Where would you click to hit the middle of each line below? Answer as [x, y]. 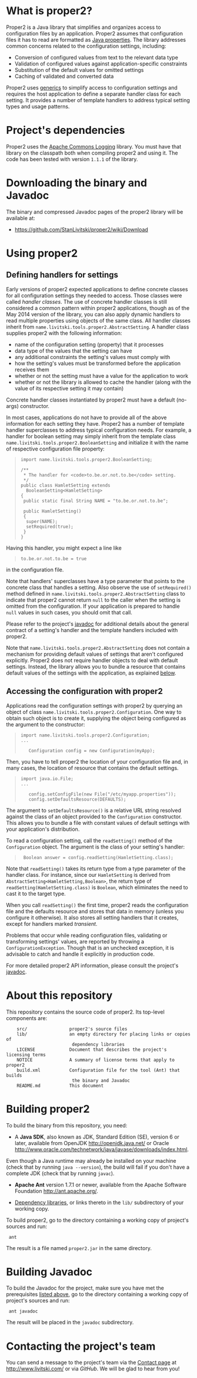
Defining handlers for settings [62, 275]
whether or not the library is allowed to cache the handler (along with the [103, 382]
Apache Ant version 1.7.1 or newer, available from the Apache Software [101, 1185]
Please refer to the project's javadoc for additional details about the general [98, 624]
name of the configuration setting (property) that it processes [89, 344]
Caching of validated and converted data [64, 76]
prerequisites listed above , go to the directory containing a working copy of [97, 1294]
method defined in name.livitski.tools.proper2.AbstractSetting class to [96, 593]
